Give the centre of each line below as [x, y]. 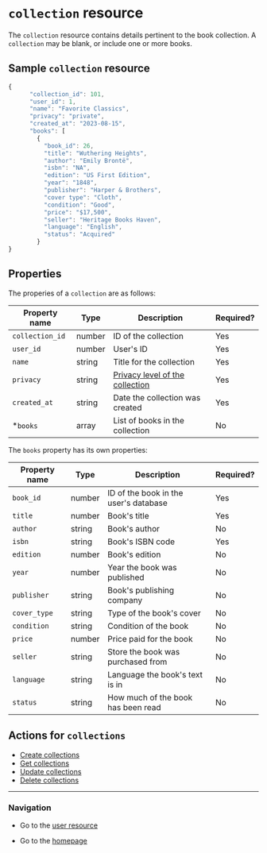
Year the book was [142, 567]
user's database [137, 503]
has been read [134, 707]
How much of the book [150, 697]
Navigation [30, 808]
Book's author [133, 528]
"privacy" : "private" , [67, 116]
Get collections [44, 763]
